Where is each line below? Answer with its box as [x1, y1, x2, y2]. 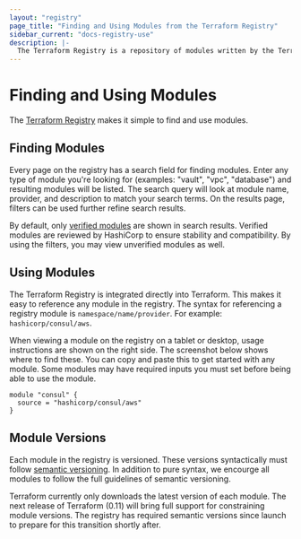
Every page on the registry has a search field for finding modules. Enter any [9, 164, 289, 175]
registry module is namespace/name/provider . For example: [9, 308, 222, 318]
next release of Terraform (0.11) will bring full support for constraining [9, 500, 265, 511]
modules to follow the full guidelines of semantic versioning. [9, 473, 231, 484]
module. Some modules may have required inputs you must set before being [9, 363, 291, 374]
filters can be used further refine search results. [9, 203, 186, 213]
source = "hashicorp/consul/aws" [17, 398, 142, 407]
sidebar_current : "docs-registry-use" [9, 30, 154, 39]
